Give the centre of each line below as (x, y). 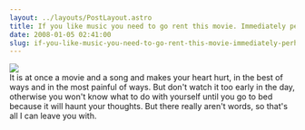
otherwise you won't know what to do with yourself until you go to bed (141, 97)
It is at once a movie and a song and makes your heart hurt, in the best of (146, 78)
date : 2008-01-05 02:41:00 (60, 34)
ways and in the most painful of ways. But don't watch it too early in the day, (152, 88)
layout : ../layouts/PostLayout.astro (81, 18)
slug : (20, 43)
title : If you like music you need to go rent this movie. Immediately (148, 26)
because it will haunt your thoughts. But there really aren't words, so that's (149, 107)
